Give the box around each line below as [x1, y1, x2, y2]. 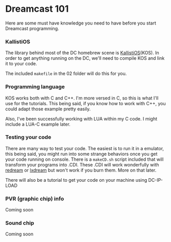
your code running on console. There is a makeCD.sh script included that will [5, 156, 164, 162]
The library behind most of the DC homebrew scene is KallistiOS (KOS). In [5, 50, 159, 56]
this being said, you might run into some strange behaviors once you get [5, 151, 158, 157]
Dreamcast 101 [5, 3, 69, 15]
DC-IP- [148, 177, 163, 183]
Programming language [5, 83, 65, 90]
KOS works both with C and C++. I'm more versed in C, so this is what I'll [5, 95, 159, 101]
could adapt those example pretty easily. [5, 106, 91, 112]
